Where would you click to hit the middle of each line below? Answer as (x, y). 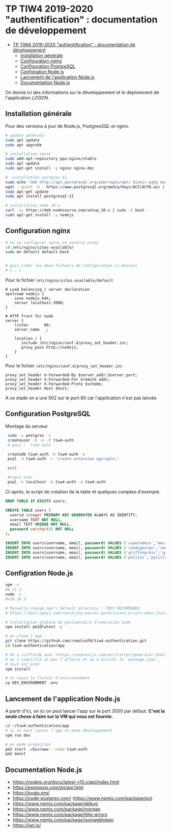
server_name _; (32, 330)
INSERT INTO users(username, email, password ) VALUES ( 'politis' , (77, 557)
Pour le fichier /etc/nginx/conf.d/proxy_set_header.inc (64, 366)
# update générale (25, 135)
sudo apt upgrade (24, 145)
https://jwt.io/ (27, 825)
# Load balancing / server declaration (48, 290)
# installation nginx (28, 154)
